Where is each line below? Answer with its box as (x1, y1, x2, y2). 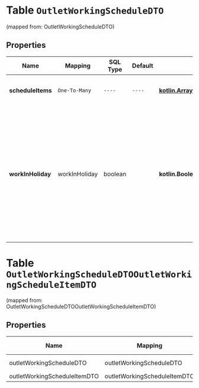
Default (132, 62, 153, 70)
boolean (103, 170, 127, 178)
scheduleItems (9, 86, 52, 95)
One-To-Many (57, 87, 92, 93)
